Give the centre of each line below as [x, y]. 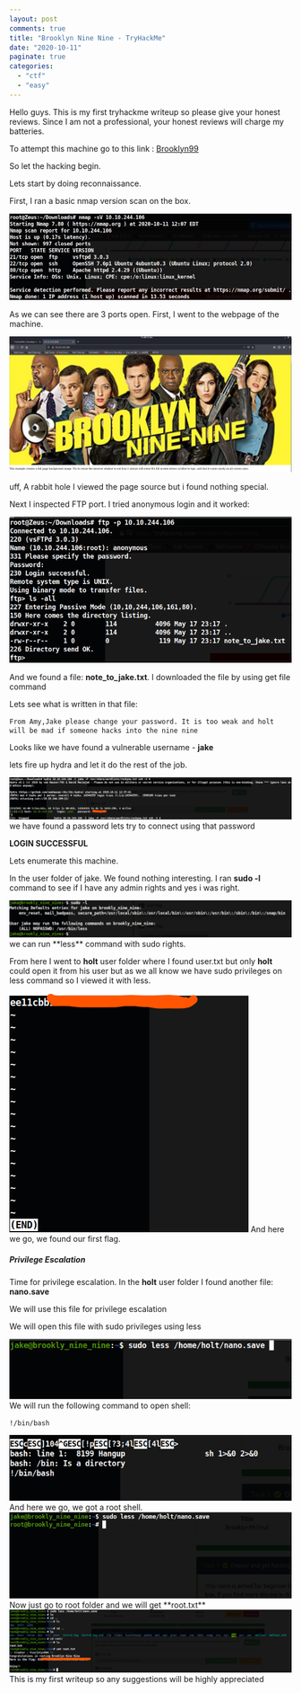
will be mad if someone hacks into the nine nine [104, 731]
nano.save [30, 1292]
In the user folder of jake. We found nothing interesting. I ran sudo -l [135, 878]
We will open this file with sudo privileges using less [105, 1326]
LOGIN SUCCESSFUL [49, 844]
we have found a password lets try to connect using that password [132, 826]
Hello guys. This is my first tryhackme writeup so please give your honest [145, 111]
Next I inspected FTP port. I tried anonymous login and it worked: [129, 504]
